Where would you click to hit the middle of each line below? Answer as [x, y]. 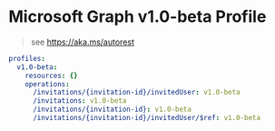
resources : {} [51, 76]
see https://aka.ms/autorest [83, 42]
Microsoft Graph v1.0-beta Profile [137, 17]
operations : [47, 84]
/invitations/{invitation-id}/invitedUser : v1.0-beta [137, 93]
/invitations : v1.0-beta [79, 101]
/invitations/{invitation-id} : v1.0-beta [112, 110]
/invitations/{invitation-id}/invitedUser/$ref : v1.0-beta [146, 118]
